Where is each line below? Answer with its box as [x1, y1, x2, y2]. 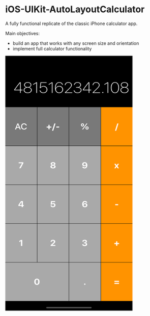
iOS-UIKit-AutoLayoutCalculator [5, 4, 145, 15]
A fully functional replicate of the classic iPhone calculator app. [5, 20, 138, 27]
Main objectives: [5, 30, 40, 36]
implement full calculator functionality [12, 45, 92, 51]
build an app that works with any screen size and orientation [12, 40, 139, 46]
